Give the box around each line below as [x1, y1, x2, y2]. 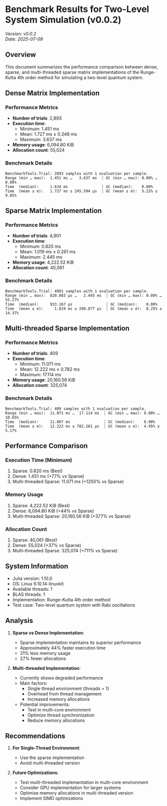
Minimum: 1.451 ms [19, 126, 59, 132]
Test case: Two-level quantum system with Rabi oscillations [12, 602, 135, 608]
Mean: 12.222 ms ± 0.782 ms [19, 366, 80, 372]
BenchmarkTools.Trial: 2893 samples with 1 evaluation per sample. [5, 171, 149, 176]
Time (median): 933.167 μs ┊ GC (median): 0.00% [5, 302, 157, 307]
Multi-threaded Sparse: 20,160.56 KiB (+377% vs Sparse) [12, 513, 131, 519]
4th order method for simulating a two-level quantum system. [17, 74, 143, 81]
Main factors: [19, 680, 47, 686]
